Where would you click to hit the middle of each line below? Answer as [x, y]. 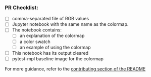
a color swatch [35, 42]
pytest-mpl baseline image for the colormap [58, 59]
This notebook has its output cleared [50, 53]
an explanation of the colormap [52, 36]
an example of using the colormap [55, 47]
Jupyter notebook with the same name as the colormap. [70, 24]
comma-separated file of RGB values [51, 19]
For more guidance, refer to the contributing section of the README [75, 69]
